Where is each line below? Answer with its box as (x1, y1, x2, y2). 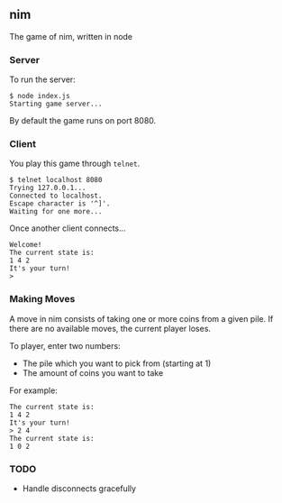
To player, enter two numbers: (9, 340, 121, 351)
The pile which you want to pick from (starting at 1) (22, 358, 212, 369)
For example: (9, 385, 59, 396)
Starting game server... (9, 99, 103, 109)
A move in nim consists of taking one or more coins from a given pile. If (9, 313, 274, 324)
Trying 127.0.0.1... (9, 184, 87, 193)
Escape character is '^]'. (9, 199, 111, 208)
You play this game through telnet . (9, 158, 141, 169)
